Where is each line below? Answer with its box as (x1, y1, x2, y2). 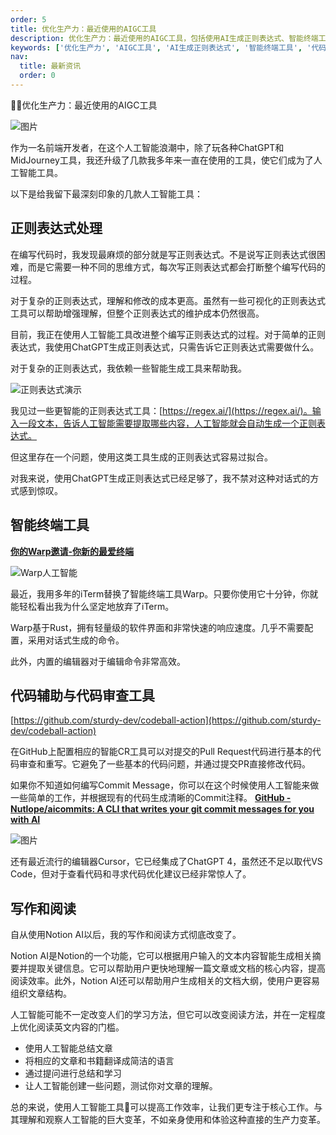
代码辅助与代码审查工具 (10, 687, 155, 704)
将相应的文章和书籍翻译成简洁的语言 (24, 1055, 175, 1067)
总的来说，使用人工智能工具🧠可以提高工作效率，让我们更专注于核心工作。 (10, 1101, 315, 1113)
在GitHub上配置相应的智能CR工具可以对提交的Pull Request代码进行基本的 (10, 746, 313, 758)
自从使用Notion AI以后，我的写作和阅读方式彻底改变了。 (10, 929, 242, 941)
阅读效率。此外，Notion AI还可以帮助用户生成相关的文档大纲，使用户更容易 (10, 975, 320, 987)
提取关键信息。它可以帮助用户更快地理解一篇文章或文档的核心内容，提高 (27, 962, 326, 975)
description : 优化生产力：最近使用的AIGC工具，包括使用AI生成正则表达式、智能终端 (10, 33, 319, 43)
